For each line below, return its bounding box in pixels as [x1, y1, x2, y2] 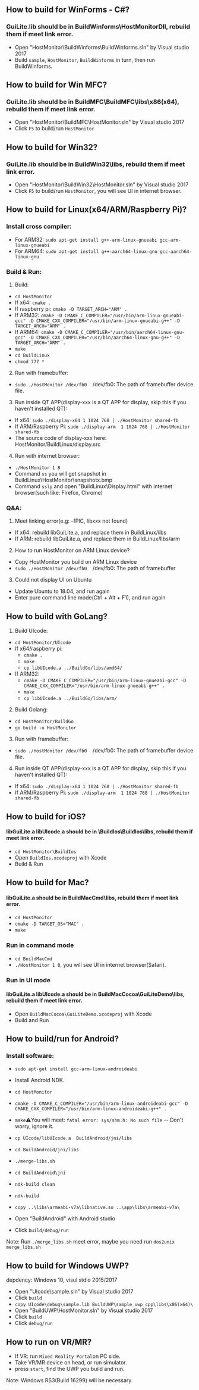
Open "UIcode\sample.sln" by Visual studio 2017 [14, 1288, 134, 1295]
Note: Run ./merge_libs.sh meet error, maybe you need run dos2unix [6, 1238, 175, 1245]
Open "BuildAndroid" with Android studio [14, 1215, 116, 1222]
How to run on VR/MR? [6, 1336, 92, 1347]
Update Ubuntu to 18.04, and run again [14, 588, 110, 595]
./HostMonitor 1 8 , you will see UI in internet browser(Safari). [14, 961, 166, 968]
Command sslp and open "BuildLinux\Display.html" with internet [14, 483, 173, 490]
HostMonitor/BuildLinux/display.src [14, 441, 101, 448]
